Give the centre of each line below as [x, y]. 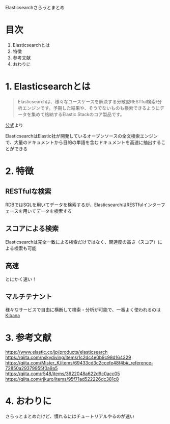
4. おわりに [29, 401]
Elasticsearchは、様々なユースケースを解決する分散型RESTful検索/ [88, 101]
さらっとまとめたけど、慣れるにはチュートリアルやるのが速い [70, 416]
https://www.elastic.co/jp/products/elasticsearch [56, 352]
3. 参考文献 [29, 338]
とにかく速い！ [21, 279]
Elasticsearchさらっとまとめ [35, 7]
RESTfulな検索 [29, 192]
